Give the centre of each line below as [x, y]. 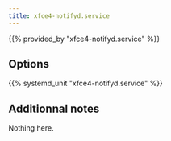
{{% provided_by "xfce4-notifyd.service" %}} [84, 39]
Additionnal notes [54, 108]
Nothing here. [31, 128]
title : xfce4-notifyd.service [59, 16]
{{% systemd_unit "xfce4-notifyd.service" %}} [85, 83]
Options [29, 64]
